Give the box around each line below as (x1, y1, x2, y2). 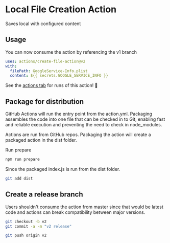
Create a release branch (5, 190, 83, 199)
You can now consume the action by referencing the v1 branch (5, 49, 137, 55)
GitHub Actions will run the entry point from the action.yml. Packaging (5, 111, 152, 117)
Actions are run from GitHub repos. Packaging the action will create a (5, 131, 152, 138)
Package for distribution (5, 97, 84, 106)
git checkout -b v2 (5, 219, 47, 224)
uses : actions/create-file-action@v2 (5, 59, 86, 64)
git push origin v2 (5, 233, 47, 238)
